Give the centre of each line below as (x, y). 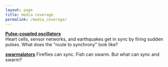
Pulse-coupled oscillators (33, 34)
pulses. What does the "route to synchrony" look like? (62, 45)
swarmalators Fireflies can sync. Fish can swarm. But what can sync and (82, 54)
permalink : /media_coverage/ (36, 19)
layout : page (19, 10)
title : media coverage (29, 15)
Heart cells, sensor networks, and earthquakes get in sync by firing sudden (84, 39)
